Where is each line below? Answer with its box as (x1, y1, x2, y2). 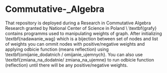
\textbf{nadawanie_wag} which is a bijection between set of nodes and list (5, 36, 159, 42)
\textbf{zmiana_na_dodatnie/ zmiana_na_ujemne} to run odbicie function (5, 57, 155, 63)
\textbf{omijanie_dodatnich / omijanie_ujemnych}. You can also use (5, 51, 143, 58)
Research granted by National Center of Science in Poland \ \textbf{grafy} (5, 25, 157, 31)
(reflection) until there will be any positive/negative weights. (5, 62, 128, 68)
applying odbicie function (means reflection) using (5, 46, 109, 52)
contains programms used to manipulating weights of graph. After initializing (5, 30, 162, 36)
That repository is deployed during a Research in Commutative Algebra (5, 20, 151, 26)
